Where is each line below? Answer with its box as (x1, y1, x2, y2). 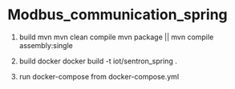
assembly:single (18, 40, 73, 50)
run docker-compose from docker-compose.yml (18, 71, 180, 81)
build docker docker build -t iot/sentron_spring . (18, 56, 177, 66)
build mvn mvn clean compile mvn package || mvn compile (18, 32, 214, 42)
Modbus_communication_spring (7, 6, 228, 24)
